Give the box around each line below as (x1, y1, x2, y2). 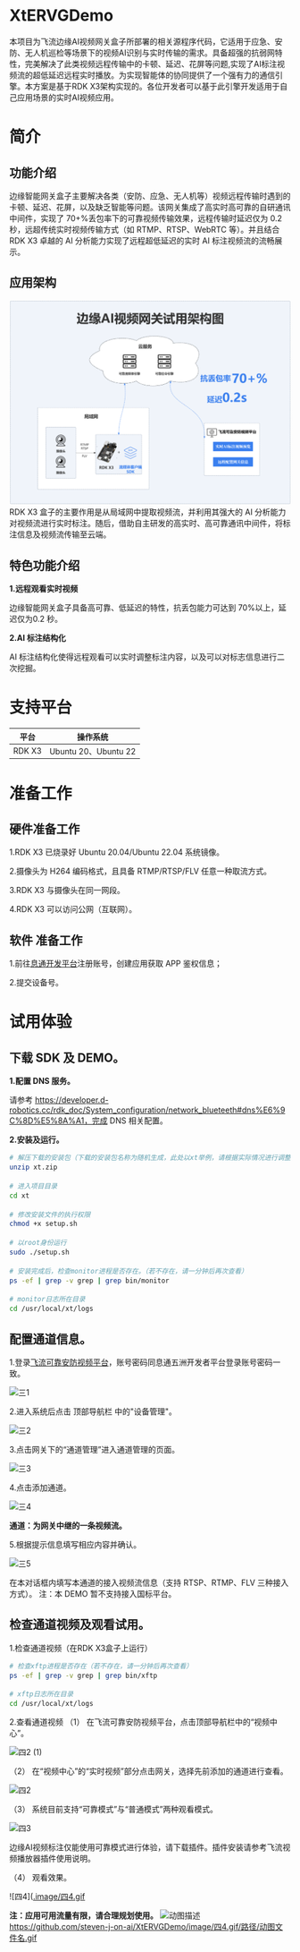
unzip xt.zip (9, 1163, 58, 1172)
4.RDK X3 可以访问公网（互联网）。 (9, 904, 137, 915)
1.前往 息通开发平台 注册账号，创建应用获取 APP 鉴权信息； (9, 959, 223, 969)
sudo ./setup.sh (9, 1248, 70, 1257)
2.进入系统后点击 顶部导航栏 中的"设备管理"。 (9, 1406, 177, 1417)
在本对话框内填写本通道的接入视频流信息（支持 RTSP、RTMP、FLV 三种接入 (9, 1577, 289, 1588)
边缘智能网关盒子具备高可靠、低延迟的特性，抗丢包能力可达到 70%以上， (9, 602, 279, 613)
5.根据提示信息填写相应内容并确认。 (9, 1539, 141, 1549)
